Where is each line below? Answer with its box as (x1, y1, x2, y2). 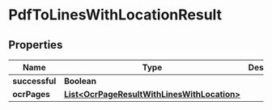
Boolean (63, 75, 97, 87)
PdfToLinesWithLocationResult (8, 6, 223, 24)
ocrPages (12, 89, 51, 99)
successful (12, 75, 57, 87)
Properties (8, 38, 63, 52)
